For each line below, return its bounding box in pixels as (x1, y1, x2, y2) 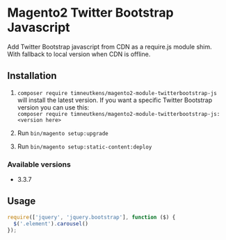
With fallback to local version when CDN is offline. (7, 50, 151, 58)
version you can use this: (17, 103, 90, 112)
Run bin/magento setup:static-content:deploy (17, 142, 152, 151)
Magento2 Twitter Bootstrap (7, 5, 174, 21)
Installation (7, 70, 57, 82)
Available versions (7, 160, 71, 169)
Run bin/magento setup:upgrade (17, 128, 109, 137)
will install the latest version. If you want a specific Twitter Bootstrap (17, 96, 213, 104)
